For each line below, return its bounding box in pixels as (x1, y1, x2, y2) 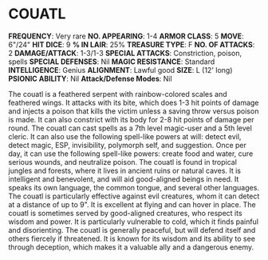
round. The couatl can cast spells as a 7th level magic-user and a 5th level (8, 123, 253, 133)
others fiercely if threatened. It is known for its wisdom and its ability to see (8, 234, 255, 243)
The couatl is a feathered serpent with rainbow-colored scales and (8, 89, 227, 98)
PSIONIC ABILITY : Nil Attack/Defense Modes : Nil (8, 74, 173, 83)
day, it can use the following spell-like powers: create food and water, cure (8, 149, 254, 158)
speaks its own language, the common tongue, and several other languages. (8, 182, 259, 192)
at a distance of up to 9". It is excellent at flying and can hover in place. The (8, 199, 257, 209)
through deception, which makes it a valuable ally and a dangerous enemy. (8, 242, 254, 252)
